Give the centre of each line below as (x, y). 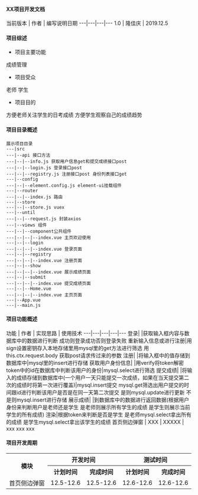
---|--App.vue (24, 300)
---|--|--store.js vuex (35, 207)
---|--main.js (24, 305)
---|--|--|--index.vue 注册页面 (44, 260)
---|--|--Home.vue (29, 289)
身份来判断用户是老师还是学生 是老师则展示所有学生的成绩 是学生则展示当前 (98, 407)
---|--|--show (24, 266)
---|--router (22, 190)
